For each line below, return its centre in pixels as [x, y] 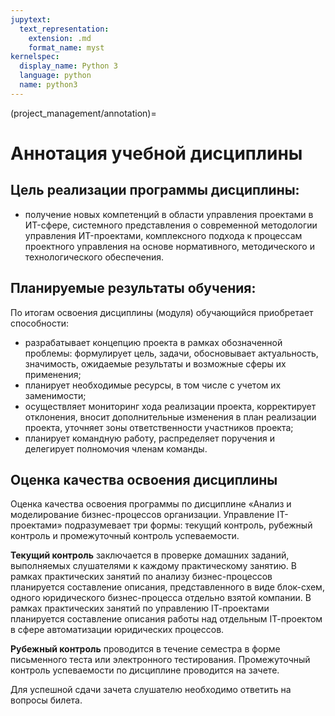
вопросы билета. [46, 700]
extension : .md [60, 38]
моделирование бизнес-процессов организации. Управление [142, 515]
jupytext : [31, 19]
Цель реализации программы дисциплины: [155, 190]
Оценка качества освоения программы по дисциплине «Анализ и [151, 504]
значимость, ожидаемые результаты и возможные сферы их [155, 363]
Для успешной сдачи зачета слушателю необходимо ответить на [151, 690]
